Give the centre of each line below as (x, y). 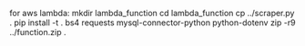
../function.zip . (38, 32)
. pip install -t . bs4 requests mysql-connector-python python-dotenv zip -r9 (152, 23)
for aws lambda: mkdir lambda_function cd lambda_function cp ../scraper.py (152, 13)
